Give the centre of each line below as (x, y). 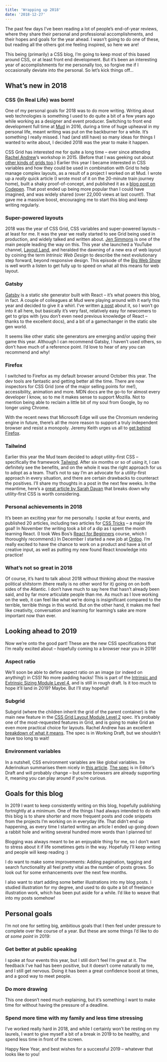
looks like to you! (22, 1055)
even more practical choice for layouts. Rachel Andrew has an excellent (78, 728)
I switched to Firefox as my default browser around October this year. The (81, 376)
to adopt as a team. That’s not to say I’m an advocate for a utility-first (76, 473)
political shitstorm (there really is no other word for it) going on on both (78, 584)
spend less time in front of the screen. (44, 1040)
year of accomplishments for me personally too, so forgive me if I (72, 65)
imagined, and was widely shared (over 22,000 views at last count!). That (80, 194)
